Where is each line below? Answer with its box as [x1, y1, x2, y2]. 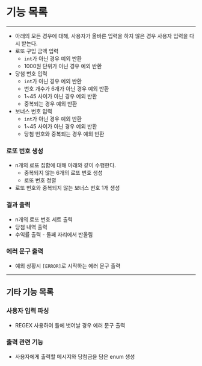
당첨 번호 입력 [14, 70, 47, 77]
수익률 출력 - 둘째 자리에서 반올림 [14, 230, 93, 238]
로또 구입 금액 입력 [14, 47, 59, 54]
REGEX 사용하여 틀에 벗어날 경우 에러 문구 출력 [14, 321, 126, 329]
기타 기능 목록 [6, 287, 54, 297]
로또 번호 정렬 [23, 177, 57, 184]
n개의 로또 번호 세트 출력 [14, 215, 73, 223]
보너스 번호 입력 [14, 107, 52, 115]
